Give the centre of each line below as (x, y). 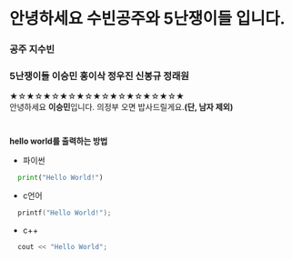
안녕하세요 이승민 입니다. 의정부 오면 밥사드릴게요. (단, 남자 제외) (121, 107)
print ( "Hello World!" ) (61, 177)
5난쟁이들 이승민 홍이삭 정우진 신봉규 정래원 (99, 76)
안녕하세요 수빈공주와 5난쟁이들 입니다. (147, 19)
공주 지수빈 (32, 49)
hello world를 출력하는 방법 (59, 141)
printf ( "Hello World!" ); (65, 213)
